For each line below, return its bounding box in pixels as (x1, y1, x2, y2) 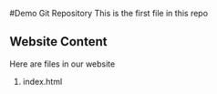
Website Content (9, 34, 108, 49)
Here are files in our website (9, 58, 116, 69)
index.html (22, 76, 63, 87)
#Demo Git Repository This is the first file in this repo (9, 8, 208, 18)
